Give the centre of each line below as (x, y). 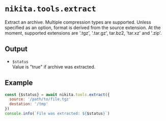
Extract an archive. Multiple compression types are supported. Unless (78, 22)
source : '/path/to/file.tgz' (40, 99)
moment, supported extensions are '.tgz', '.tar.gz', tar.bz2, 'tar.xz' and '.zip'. (83, 33)
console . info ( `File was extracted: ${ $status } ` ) (57, 114)
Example (19, 83)
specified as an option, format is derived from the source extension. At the (83, 28)
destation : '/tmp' (29, 104)
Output (16, 49)
